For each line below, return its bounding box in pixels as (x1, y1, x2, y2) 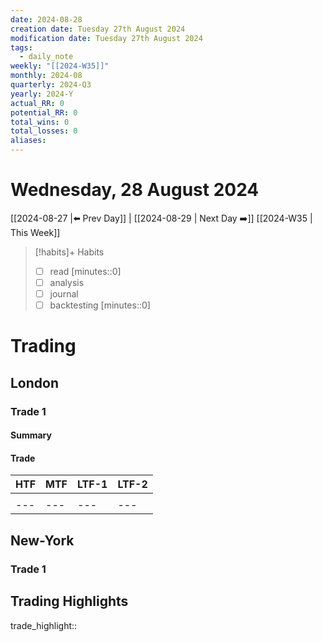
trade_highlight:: (10, 619, 78, 631)
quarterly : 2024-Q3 (10, 80, 92, 90)
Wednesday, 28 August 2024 (10, 179, 260, 201)
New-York (10, 532, 75, 549)
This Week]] (10, 226, 61, 238)
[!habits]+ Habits (34, 246, 105, 258)
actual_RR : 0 (10, 98, 65, 108)
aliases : (10, 136, 47, 146)
